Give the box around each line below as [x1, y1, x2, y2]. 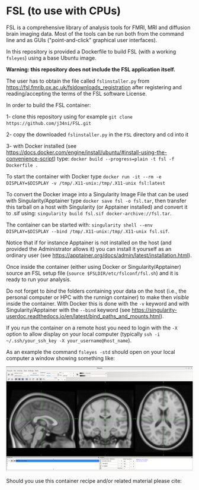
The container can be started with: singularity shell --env [6, 221, 153, 228]
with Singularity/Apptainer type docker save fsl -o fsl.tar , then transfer [6, 197, 187, 204]
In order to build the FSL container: [6, 101, 91, 108]
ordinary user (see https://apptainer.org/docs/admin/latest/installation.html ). [6, 252, 192, 259]
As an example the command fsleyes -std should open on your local [6, 348, 175, 355]
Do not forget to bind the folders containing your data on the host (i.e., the [6, 287, 187, 294]
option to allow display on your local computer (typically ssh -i [6, 330, 161, 337]
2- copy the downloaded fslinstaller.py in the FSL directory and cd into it [6, 131, 189, 138]
